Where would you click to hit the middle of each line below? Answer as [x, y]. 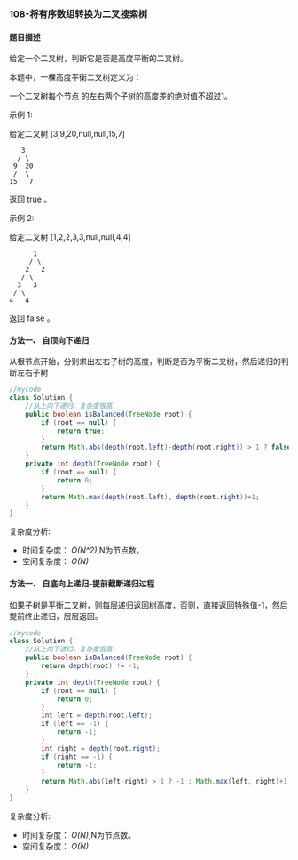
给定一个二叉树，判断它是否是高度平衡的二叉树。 [98, 59]
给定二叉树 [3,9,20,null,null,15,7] [67, 134]
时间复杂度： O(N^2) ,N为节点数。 [83, 550]
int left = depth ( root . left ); [97, 716]
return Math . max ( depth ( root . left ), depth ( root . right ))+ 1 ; [150, 497]
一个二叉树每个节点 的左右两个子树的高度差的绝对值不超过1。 [121, 96]
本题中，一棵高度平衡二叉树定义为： [75, 77]
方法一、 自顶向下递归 [49, 340]
